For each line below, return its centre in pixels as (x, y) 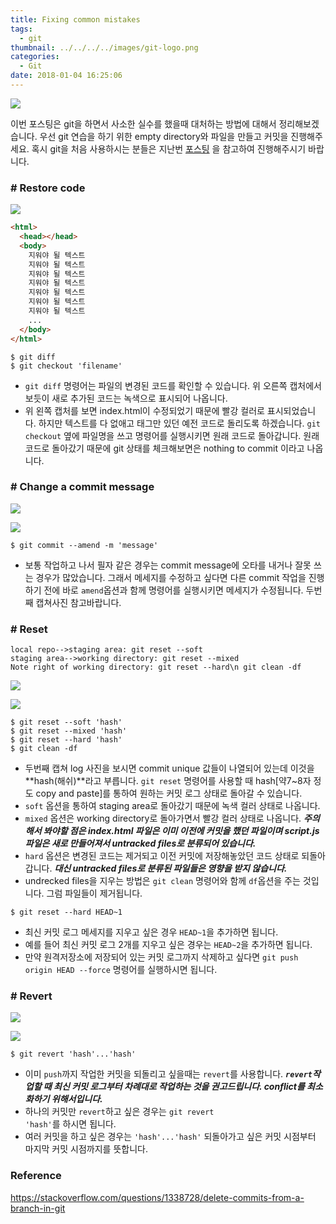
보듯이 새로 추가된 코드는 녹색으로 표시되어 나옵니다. (126, 398)
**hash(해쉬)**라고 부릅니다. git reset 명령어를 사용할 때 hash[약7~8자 (168, 781)
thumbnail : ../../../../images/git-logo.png (104, 47)
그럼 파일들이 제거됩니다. (94, 893)
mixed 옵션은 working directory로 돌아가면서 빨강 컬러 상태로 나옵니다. (163, 818)
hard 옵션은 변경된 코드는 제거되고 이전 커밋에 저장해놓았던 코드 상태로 (162, 856)
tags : (21, 29)
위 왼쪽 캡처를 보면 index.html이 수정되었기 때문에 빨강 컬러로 (144, 410)
